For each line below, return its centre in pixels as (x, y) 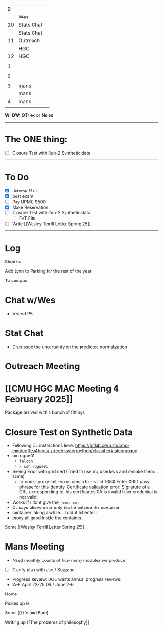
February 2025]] (39, 399)
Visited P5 (22, 314)
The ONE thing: (36, 139)
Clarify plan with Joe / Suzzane (43, 570)
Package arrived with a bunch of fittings (45, 412)
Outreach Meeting (42, 366)
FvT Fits (27, 218)
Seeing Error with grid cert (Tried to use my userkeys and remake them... (85, 472)
